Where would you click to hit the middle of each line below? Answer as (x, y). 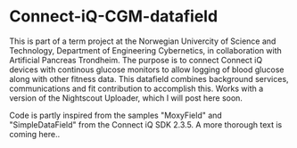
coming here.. (35, 134)
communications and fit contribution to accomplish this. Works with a (136, 88)
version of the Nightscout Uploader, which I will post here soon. (126, 98)
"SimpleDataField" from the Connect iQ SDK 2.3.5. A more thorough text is (146, 124)
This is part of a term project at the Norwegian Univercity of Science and (143, 41)
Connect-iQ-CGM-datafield (114, 16)
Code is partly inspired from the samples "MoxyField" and (116, 115)
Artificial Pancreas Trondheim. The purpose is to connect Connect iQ (136, 60)
